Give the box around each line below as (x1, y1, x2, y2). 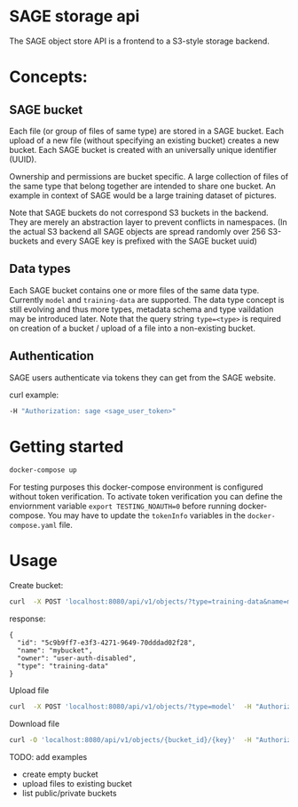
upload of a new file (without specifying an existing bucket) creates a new (9, 135, 279, 146)
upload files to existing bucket (21, 778, 133, 788)
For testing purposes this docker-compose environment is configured (9, 482, 263, 492)
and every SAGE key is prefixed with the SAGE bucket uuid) (40, 236, 257, 246)
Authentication (9, 348, 95, 364)
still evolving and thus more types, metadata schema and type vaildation (9, 304, 274, 315)
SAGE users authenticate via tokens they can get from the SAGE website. (9, 372, 277, 383)
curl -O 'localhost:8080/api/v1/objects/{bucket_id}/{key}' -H (9, 735, 252, 744)
